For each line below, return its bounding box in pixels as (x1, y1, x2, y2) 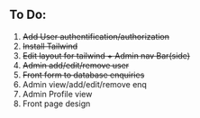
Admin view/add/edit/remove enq (22, 78, 147, 89)
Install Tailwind (22, 41, 78, 51)
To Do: (9, 7, 47, 23)
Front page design (22, 98, 91, 109)
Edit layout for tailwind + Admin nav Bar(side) (22, 50, 191, 61)
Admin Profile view (22, 88, 93, 99)
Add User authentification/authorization (22, 31, 169, 41)
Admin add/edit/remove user (22, 59, 130, 70)
